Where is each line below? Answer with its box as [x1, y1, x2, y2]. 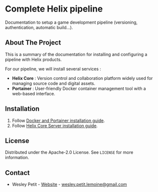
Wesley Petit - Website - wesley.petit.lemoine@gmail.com [12, 181, 127, 187]
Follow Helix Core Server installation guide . [12, 122, 98, 129]
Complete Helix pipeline [5, 3, 103, 15]
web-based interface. [12, 90, 56, 96]
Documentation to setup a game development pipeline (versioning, [5, 19, 138, 25]
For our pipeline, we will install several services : [5, 66, 101, 72]
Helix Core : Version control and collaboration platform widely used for [12, 75, 153, 81]
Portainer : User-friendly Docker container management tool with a [12, 86, 146, 91]
